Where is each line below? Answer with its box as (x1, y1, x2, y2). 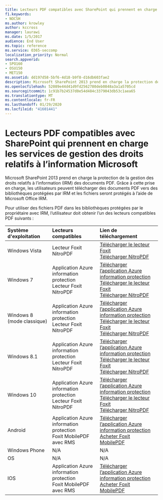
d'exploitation (7, 233, 40, 240)
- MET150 (5, 71, 23, 75)
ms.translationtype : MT (5, 93, 53, 98)
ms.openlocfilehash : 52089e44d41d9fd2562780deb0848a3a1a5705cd (5, 84, 136, 89)
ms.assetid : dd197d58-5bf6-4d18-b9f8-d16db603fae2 (5, 75, 110, 80)
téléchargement (99, 233, 137, 240)
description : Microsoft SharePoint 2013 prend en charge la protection (5, 79, 153, 84)
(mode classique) (7, 317, 48, 324)
